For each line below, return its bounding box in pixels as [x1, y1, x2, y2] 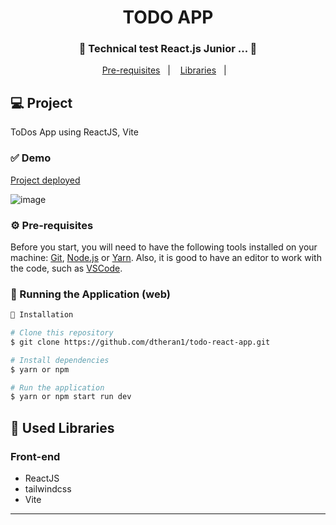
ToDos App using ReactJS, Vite [10, 126, 139, 138]
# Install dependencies [10, 355, 110, 365]
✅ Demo [10, 151, 52, 165]
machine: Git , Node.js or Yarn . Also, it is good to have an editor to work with [10, 251, 322, 263]
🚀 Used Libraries [10, 419, 115, 436]
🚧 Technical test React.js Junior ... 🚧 [78, 42, 258, 56]
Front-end [10, 449, 61, 463]
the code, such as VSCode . [10, 262, 123, 274]
